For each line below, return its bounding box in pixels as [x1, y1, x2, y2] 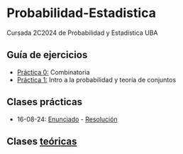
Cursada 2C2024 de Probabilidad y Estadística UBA [6, 28, 158, 37]
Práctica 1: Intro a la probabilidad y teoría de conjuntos [16, 75, 177, 84]
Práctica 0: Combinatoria [16, 67, 90, 76]
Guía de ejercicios [6, 49, 88, 61]
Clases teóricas [6, 135, 77, 147]
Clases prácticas [6, 96, 83, 108]
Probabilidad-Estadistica [6, 5, 157, 21]
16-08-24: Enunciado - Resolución [16, 115, 118, 123]
